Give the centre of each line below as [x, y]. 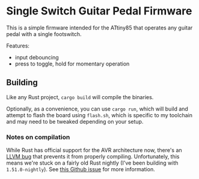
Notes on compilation [38, 137]
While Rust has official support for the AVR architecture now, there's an [94, 150]
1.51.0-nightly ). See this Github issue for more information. [81, 169]
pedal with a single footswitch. [44, 34]
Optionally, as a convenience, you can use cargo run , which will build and [97, 109]
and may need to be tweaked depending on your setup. [75, 121]
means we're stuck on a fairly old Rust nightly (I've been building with [92, 163]
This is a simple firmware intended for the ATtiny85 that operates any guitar [99, 28]
